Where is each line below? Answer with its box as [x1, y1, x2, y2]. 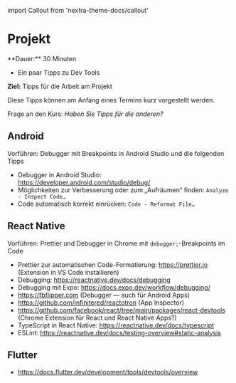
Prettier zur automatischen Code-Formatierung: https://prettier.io [17, 260, 208, 269]
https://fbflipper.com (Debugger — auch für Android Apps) [17, 290, 191, 299]
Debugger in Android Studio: [17, 170, 102, 179]
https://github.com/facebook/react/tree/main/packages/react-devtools [17, 305, 226, 314]
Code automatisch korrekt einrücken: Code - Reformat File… [17, 199, 195, 208]
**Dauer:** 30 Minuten [7, 54, 77, 63]
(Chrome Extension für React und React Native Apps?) [17, 313, 178, 322]
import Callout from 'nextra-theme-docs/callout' [7, 6, 149, 14]
